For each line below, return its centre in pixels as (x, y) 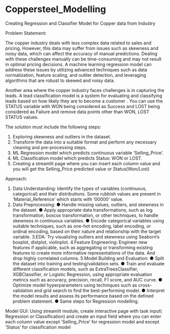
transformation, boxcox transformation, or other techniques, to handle (85, 215)
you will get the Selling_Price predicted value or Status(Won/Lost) (81, 169)
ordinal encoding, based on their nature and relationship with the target (87, 231)
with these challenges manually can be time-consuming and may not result (83, 59)
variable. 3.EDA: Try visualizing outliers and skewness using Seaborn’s (86, 236)
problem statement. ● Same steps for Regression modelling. (76, 301)
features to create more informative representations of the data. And (84, 253)
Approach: (16, 178)
